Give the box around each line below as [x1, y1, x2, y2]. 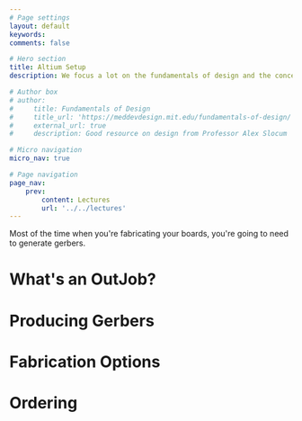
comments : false [9, 38, 70, 48]
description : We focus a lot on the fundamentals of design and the [9, 71, 271, 81]
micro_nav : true [9, 154, 70, 163]
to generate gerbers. [9, 237, 86, 248]
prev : [25, 186, 47, 196]
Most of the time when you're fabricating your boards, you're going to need [9, 228, 289, 239]
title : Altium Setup [9, 63, 87, 72]
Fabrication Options [9, 352, 161, 372]
